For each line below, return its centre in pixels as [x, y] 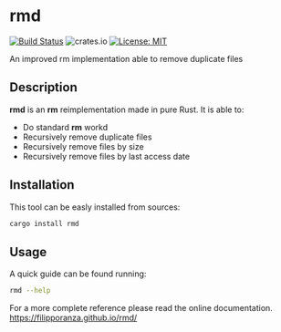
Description [43, 88]
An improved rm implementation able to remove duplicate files [126, 58]
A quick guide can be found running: [78, 274]
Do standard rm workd [65, 127]
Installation [42, 185]
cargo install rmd [44, 223]
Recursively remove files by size [83, 146]
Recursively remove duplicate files [87, 137]
